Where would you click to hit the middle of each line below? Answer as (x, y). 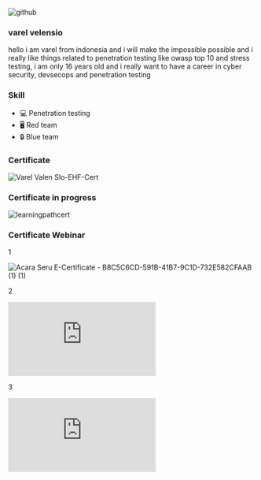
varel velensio (35, 32)
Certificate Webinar (47, 235)
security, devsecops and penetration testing (79, 75)
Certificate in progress (52, 197)
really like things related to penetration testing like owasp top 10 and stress (129, 58)
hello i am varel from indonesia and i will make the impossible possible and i (130, 50)
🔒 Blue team (39, 136)
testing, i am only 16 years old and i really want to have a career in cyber (125, 66)
